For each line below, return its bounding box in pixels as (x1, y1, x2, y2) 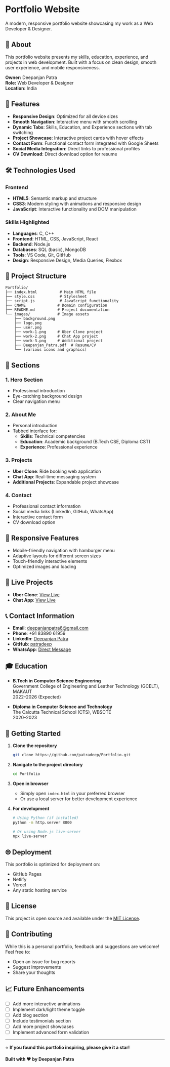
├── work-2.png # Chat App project (14, 334, 99, 339)
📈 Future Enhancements (5, 984, 85, 993)
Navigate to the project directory (12, 761, 83, 767)
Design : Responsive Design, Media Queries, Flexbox (12, 257, 122, 263)
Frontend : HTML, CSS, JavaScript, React (12, 235, 99, 241)
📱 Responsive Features (5, 534, 79, 543)
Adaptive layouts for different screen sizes (12, 553, 101, 559)
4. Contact (5, 491, 32, 499)
